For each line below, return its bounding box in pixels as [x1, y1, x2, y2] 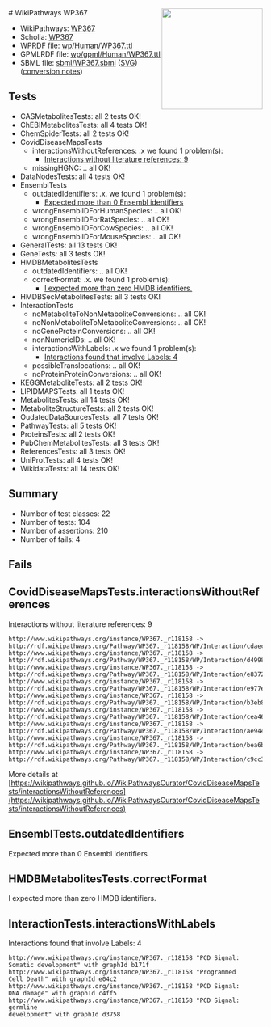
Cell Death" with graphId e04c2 [8, 975, 117, 983]
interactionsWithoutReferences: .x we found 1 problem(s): [31, 146, 223, 155]
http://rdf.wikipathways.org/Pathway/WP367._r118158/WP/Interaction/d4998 [8, 656, 265, 664]
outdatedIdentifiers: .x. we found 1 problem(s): [31, 188, 186, 198]
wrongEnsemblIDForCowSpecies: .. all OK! [31, 222, 173, 233]
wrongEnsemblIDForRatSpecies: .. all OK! [31, 214, 169, 224]
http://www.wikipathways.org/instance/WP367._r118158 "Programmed [8, 968, 236, 977]
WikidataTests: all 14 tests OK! [19, 463, 120, 473]
